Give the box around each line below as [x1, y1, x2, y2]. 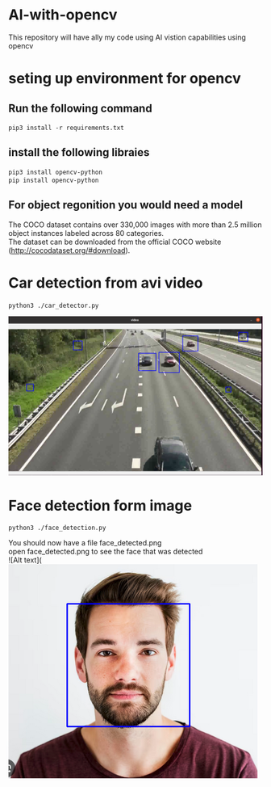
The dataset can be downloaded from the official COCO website [8, 237, 222, 246]
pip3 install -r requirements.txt [8, 124, 125, 132]
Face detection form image [8, 496, 192, 515]
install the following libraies [8, 145, 150, 159]
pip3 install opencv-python [8, 168, 103, 176]
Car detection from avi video [8, 273, 203, 292]
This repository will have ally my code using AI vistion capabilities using [8, 32, 246, 42]
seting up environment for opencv [8, 69, 241, 88]
